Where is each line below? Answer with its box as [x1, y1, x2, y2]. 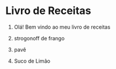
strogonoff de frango [13, 34, 65, 42]
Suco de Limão [13, 57, 50, 64]
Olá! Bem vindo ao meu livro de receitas [13, 23, 111, 30]
